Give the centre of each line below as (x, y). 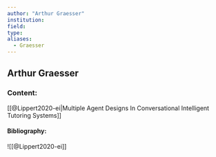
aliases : (20, 39)
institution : (26, 20)
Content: (22, 93)
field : (17, 26)
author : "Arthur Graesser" (46, 13)
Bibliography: (27, 131)
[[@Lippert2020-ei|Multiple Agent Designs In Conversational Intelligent (108, 108)
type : (15, 33)
